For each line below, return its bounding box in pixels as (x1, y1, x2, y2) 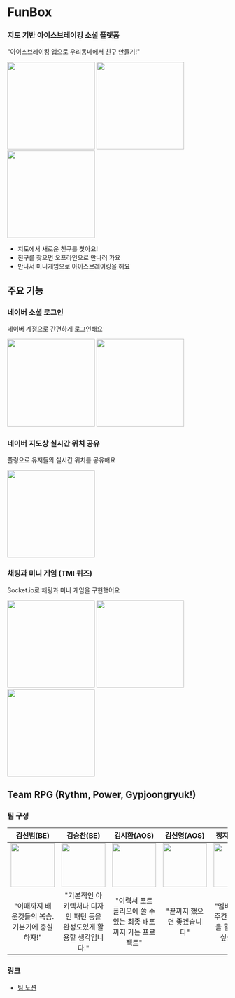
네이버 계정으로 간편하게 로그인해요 (7, 325, 103, 333)
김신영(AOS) (164, 831, 205, 841)
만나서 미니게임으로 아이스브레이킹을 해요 (17, 262, 131, 271)
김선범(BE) (15, 831, 50, 841)
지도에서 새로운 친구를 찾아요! (17, 245, 99, 253)
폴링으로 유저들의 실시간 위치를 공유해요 (7, 456, 116, 464)
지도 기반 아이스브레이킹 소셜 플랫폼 (7, 31, 120, 41)
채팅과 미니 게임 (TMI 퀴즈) (7, 569, 93, 578)
